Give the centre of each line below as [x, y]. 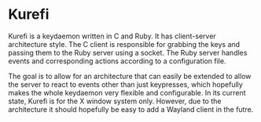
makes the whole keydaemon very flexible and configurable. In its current [127, 92]
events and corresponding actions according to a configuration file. [117, 61]
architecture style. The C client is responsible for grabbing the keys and [124, 44]
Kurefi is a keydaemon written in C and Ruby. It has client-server [112, 36]
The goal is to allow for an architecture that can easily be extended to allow [130, 76]
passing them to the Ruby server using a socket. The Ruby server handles [128, 52]
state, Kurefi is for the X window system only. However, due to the [115, 101]
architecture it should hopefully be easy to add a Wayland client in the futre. [131, 109]
